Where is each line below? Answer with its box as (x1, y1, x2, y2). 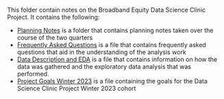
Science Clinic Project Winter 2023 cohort (16, 85, 136, 92)
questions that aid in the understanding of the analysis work (16, 48, 186, 56)
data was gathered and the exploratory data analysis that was (16, 63, 192, 70)
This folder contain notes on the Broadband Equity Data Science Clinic (7, 6, 206, 14)
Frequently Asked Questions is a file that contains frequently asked (16, 41, 207, 48)
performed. (16, 70, 49, 78)
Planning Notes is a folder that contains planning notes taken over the (16, 27, 214, 34)
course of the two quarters (16, 33, 93, 42)
